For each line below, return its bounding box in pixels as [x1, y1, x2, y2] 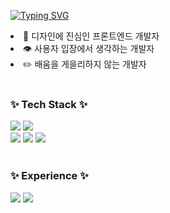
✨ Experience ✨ [10, 169, 89, 183]
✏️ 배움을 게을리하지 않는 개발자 [23, 58, 147, 70]
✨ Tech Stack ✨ [10, 97, 88, 111]
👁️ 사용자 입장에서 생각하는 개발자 [23, 43, 155, 54]
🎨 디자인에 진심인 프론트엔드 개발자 [23, 30, 160, 42]
